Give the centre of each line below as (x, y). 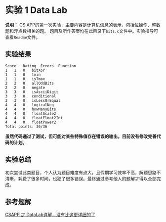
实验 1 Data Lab (36, 10)
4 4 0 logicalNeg (30, 105)
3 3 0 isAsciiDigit (32, 92)
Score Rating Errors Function (41, 66)
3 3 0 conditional (31, 96)
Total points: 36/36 (26, 127)
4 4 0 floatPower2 (31, 122)
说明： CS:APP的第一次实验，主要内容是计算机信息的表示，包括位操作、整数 (83, 25)
